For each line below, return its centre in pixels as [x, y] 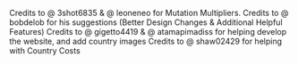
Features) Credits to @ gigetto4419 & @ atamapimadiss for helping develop [148, 32]
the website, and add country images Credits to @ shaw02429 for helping [146, 41]
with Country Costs [45, 51]
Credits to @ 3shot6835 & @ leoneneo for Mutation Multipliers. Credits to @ [149, 13]
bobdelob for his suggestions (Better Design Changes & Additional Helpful [146, 22]
